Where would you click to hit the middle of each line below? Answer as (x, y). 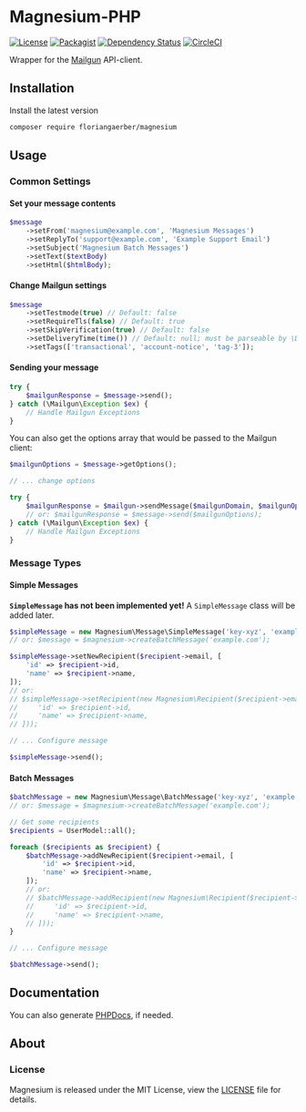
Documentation (55, 993)
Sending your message (54, 367)
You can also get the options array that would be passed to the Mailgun (143, 438)
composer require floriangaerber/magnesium (93, 127)
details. (23, 1099)
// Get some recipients (55, 822)
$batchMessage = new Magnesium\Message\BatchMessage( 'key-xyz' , (134, 798)
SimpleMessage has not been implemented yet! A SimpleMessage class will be (153, 605)
